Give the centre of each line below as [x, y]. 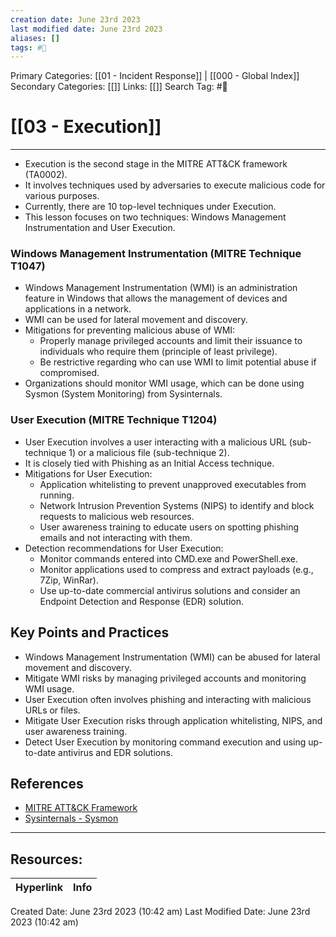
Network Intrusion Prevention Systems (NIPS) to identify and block [177, 505]
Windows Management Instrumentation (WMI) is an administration [161, 288]
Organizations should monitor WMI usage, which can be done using [164, 383]
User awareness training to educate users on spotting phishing [169, 527]
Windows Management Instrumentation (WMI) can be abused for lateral [172, 657]
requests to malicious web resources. [117, 516]
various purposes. [62, 196]
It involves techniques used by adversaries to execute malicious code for [175, 185]
